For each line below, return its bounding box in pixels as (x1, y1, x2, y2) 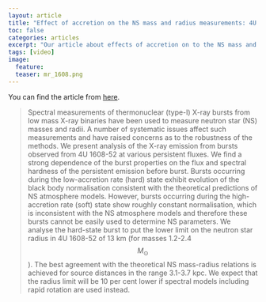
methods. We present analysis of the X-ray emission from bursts (27, 141, 238, 150)
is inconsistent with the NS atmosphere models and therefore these (27, 208, 248, 217)
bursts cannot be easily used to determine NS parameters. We (27, 217, 231, 226)
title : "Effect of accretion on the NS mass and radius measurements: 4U (8, 19, 257, 27)
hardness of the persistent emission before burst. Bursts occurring (27, 166, 245, 176)
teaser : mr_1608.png (15, 70, 83, 78)
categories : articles (8, 33, 80, 42)
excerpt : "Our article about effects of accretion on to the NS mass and (8, 41, 257, 49)
